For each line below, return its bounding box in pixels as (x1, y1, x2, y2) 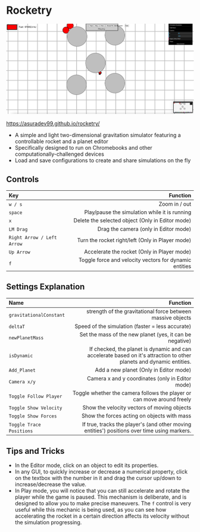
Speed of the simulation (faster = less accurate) (74, 323, 192, 330)
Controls (6, 174, 39, 184)
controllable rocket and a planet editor (14, 138, 109, 145)
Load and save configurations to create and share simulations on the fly (14, 157, 191, 164)
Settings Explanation (6, 282, 85, 292)
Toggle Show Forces (8, 413, 57, 419)
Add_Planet (8, 367, 36, 373)
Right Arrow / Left (8, 234, 57, 240)
